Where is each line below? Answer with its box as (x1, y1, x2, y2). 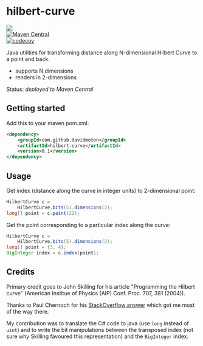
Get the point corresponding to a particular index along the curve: (6, 221, 171, 228)
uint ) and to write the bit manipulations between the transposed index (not (6, 326, 193, 333)
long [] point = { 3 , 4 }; (6, 244, 67, 251)
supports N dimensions (15, 67, 74, 74)
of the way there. (6, 308, 49, 315)
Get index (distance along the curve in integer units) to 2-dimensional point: (6, 187, 196, 194)
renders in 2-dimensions (15, 73, 77, 81)
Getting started (6, 103, 66, 114)
